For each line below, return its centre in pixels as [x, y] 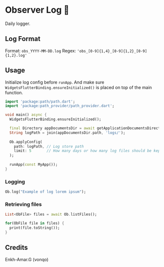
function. [14, 92]
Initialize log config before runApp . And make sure [55, 82]
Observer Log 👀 [37, 10]
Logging [15, 181]
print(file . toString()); [35, 228]
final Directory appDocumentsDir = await [52, 128]
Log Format [23, 39]
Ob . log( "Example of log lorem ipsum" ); [46, 192]
